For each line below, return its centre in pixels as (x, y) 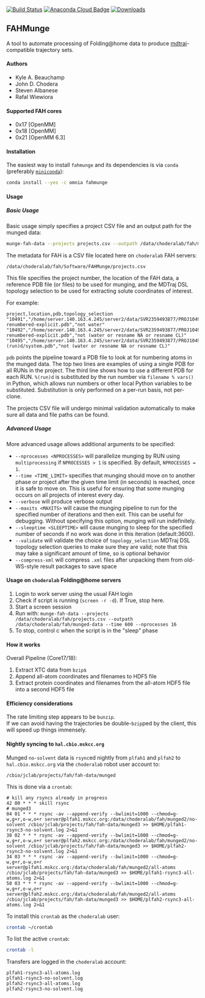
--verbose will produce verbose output (64, 501)
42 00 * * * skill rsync (38, 803)
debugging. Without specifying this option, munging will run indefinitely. (106, 521)
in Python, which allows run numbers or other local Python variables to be (99, 383)
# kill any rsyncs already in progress (57, 798)
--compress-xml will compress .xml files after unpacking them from (99, 560)
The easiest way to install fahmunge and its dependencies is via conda (92, 165)
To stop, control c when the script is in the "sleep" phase (87, 630)
